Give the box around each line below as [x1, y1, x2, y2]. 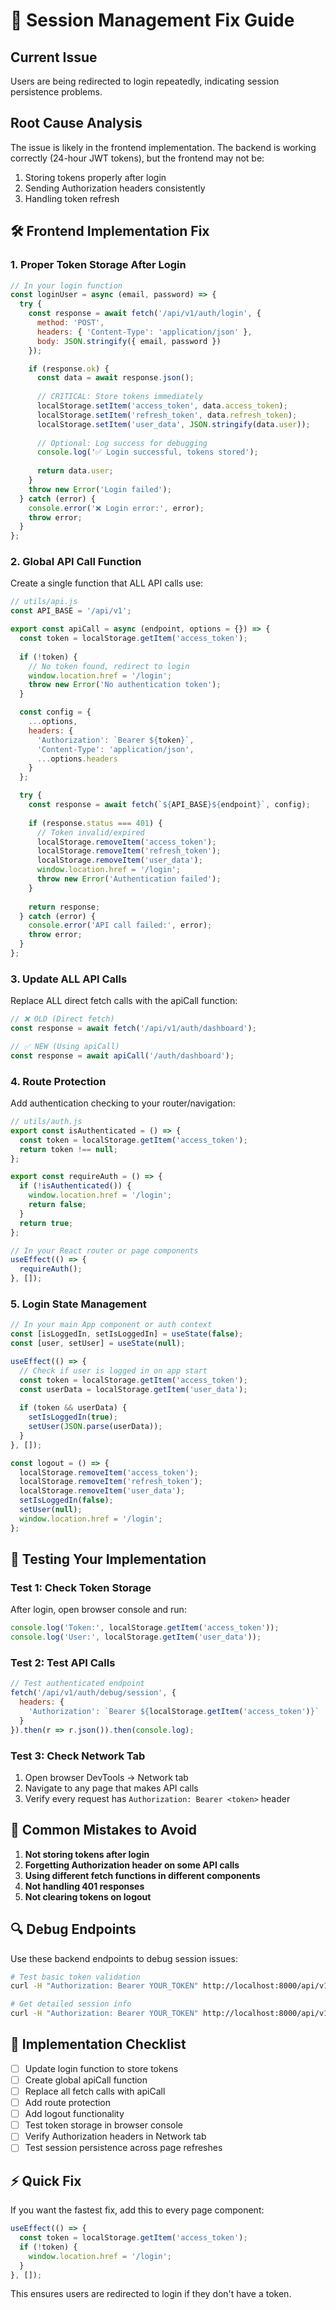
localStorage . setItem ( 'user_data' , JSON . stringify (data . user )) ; [36, 419, 311, 429]
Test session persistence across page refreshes [24, 2142, 223, 2154]
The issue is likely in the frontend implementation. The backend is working [10, 141, 317, 153]
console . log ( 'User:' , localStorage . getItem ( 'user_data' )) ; [10, 1632, 262, 1643]
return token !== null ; [19, 1144, 118, 1154]
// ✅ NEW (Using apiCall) [10, 1041, 120, 1051]
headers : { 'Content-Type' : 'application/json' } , [36, 327, 253, 337]
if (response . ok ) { [28, 364, 110, 374]
